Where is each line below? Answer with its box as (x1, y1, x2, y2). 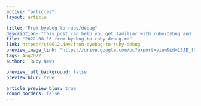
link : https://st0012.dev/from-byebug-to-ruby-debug (6, 42, 141, 48)
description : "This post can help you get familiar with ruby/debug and (6, 30, 191, 36)
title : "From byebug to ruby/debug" (6, 25, 98, 31)
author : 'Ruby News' (6, 58, 58, 64)
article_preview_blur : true (6, 85, 77, 91)
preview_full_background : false (6, 69, 87, 75)
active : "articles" (6, 8, 55, 15)
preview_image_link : (6, 47, 58, 54)
